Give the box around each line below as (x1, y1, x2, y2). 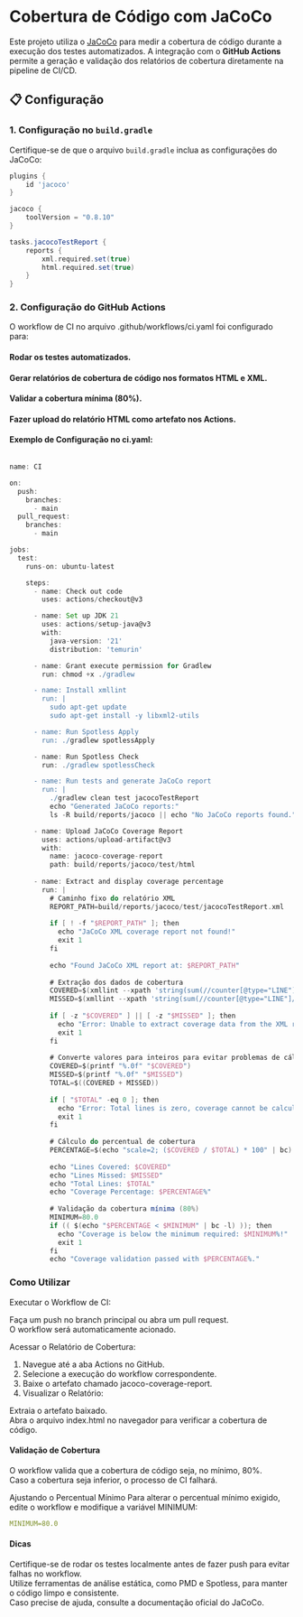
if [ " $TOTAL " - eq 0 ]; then (49, 1095, 160, 1104)
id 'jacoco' (25, 180, 70, 189)
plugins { (9, 172, 47, 181)
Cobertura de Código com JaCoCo (9, 6, 272, 27)
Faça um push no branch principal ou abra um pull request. (9, 1314, 229, 1324)
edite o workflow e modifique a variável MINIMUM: (9, 1501, 198, 1512)
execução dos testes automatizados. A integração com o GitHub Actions (9, 45, 281, 56)
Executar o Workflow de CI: (9, 1296, 111, 1307)
